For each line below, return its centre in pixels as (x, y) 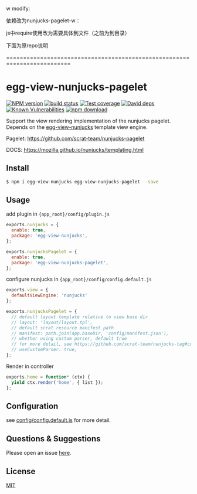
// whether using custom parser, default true (69, 339)
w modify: (18, 8)
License (21, 471)
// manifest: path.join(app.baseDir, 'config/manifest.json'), (90, 333)
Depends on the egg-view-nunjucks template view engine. (77, 127)
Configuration (32, 406)
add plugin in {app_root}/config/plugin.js (58, 214)
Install (18, 168)
